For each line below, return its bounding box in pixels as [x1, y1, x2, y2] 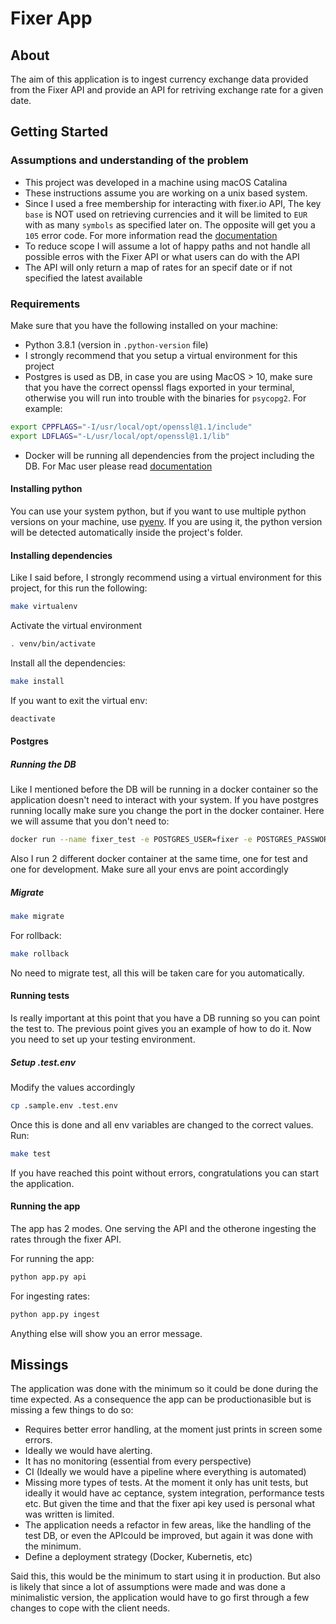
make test [10, 1148, 52, 1159]
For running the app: [10, 1252, 95, 1264]
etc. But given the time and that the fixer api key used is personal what [24, 1498, 315, 1510]
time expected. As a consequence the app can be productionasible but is [10, 1393, 312, 1406]
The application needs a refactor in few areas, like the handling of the [24, 1519, 312, 1531]
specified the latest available [24, 272, 143, 284]
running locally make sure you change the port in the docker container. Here [10, 805, 325, 817]
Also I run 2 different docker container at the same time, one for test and [10, 853, 308, 865]
